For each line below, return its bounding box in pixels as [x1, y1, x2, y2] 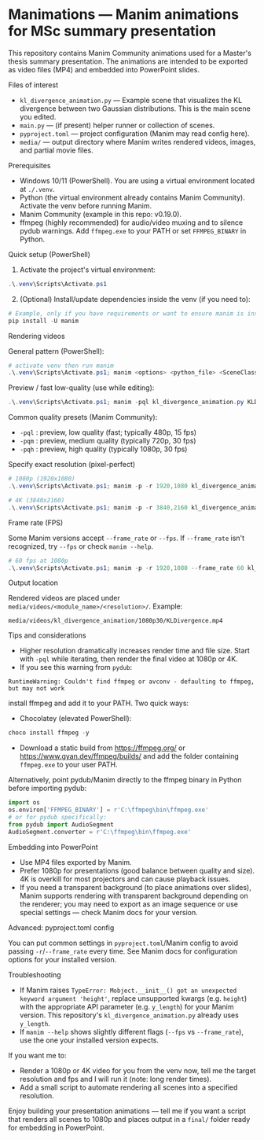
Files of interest [8, 80, 59, 90]
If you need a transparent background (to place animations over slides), [19, 882, 251, 892]
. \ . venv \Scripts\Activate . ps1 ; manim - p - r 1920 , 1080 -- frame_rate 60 [8, 564, 244, 572]
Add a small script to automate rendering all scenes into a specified [19, 1083, 238, 1092]
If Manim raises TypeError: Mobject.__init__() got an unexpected [19, 985, 237, 995]
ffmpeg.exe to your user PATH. [19, 760, 118, 770]
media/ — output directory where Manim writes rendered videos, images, [19, 137, 256, 146]
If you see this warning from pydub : [19, 663, 133, 672]
